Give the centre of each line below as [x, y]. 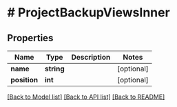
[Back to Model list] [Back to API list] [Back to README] [86, 97]
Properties [30, 38]
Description [91, 57]
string [54, 69]
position [24, 80]
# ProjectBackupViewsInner [88, 13]
